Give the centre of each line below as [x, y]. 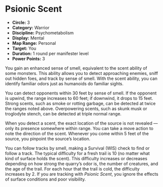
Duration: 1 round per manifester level [50, 53]
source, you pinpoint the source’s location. [48, 139]
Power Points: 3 [29, 58]
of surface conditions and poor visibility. [46, 179]
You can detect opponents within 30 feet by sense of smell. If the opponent [81, 93]
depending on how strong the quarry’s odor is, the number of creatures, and [82, 164]
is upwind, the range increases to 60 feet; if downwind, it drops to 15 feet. [79, 98]
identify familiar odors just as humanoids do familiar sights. [64, 83]
